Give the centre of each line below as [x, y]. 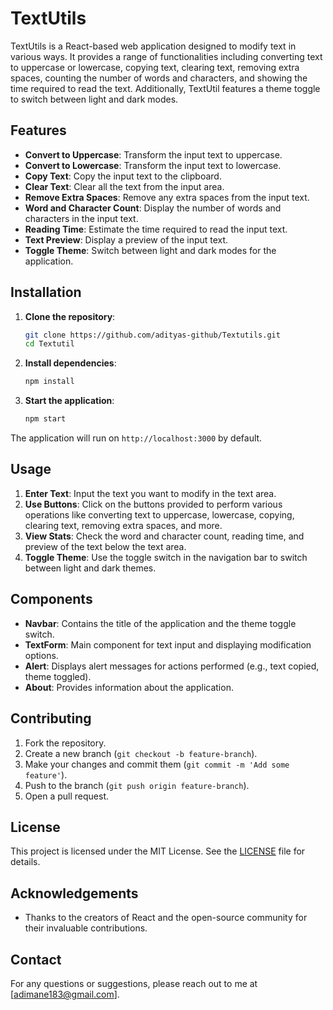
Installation [46, 292]
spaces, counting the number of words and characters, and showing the [159, 78]
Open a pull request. [67, 796]
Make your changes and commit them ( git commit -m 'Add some [157, 764]
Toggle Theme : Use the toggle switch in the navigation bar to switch [166, 557]
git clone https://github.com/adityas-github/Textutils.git [152, 335]
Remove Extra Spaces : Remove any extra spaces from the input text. [167, 197]
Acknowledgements [74, 893]
